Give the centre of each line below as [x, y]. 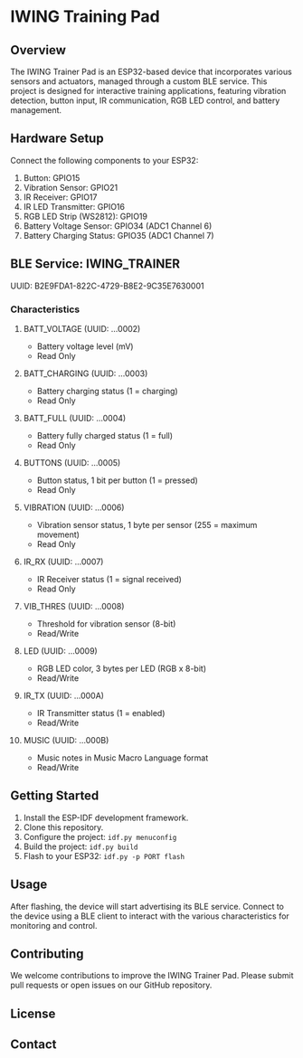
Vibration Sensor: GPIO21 [71, 187]
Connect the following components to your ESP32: [104, 160]
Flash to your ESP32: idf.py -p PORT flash [104, 855]
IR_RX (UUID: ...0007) [63, 562]
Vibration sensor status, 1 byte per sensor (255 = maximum [147, 524]
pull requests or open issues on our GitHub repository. [111, 985]
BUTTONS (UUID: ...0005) [72, 462]
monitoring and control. [54, 925]
